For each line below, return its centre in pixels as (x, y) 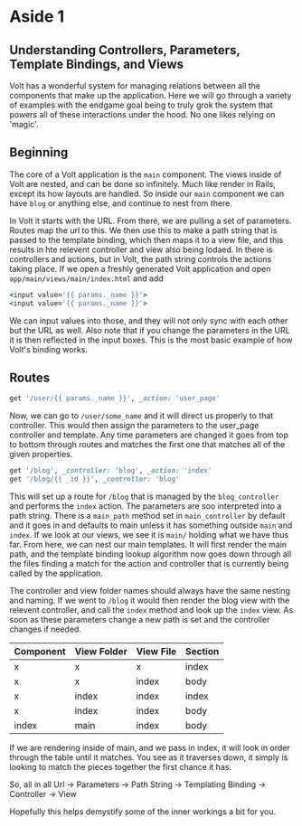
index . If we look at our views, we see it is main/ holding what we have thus (149, 535)
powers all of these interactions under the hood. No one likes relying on (142, 114)
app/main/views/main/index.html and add (87, 278)
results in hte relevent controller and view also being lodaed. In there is (141, 249)
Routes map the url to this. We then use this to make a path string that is (143, 230)
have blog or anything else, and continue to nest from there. (121, 203)
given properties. (41, 455)
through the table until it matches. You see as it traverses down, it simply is (149, 757)
